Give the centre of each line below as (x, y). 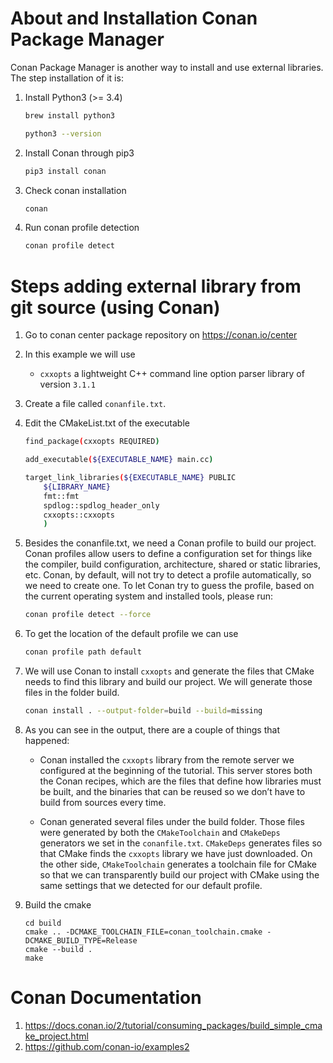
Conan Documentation (106, 998)
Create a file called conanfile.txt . (95, 404)
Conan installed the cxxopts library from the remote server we (167, 759)
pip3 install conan (65, 171)
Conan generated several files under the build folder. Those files (172, 821)
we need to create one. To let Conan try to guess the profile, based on (169, 586)
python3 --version (63, 133)
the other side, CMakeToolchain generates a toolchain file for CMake (178, 864)
